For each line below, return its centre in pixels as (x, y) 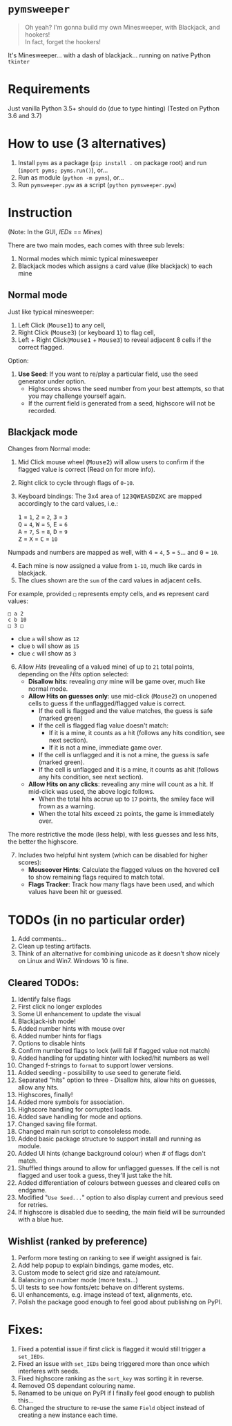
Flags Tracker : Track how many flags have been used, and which (121, 884)
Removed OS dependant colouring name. (76, 1385)
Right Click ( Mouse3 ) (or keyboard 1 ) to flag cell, (87, 332)
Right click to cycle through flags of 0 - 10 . (76, 483)
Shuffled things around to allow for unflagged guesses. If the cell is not (119, 1168)
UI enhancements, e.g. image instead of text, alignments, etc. (105, 1294)
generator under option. (52, 381)
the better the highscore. (43, 842)
